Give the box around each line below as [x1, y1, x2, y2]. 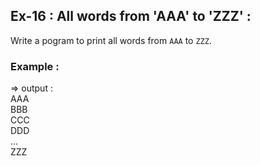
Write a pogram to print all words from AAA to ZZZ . [10, 34, 212, 46]
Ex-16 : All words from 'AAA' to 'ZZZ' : [10, 8, 252, 25]
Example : [10, 59, 60, 73]
